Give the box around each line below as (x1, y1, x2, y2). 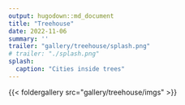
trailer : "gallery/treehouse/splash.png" (8, 42, 151, 50)
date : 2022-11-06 (8, 27, 67, 35)
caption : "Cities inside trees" (15, 65, 126, 73)
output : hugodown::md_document (8, 11, 114, 20)
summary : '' (8, 34, 49, 43)
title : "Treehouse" (8, 20, 75, 28)
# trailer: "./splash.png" (8, 50, 100, 58)
